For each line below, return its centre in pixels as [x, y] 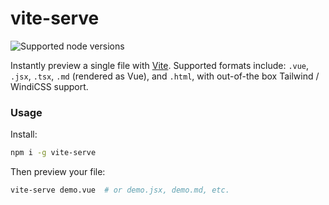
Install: [24, 134]
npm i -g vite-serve [53, 153]
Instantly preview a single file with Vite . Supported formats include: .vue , [160, 65]
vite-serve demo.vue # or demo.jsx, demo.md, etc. [120, 190]
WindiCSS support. [49, 86]
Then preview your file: [58, 172]
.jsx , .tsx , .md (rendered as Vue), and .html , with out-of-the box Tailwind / [165, 76]
